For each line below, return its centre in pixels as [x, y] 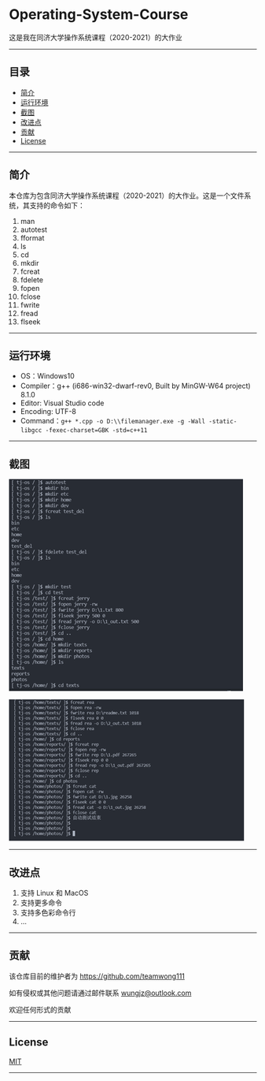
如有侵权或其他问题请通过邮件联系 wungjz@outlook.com [100, 993]
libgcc [31, 431]
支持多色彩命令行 [48, 913]
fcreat [30, 271]
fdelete [32, 280]
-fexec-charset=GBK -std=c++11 [96, 431]
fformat [32, 237]
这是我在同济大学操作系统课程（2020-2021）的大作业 [96, 37]
